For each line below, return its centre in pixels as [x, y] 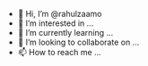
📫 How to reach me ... [59, 52]
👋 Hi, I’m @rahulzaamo [60, 14]
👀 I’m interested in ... [56, 23]
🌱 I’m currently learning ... [65, 33]
